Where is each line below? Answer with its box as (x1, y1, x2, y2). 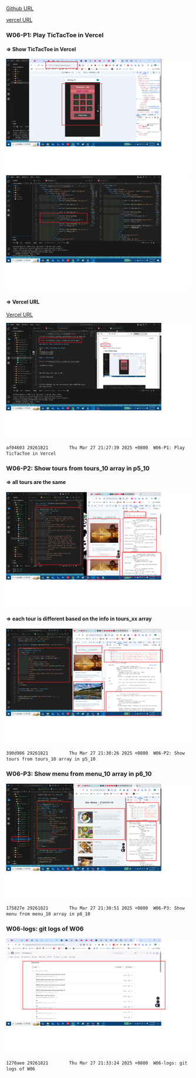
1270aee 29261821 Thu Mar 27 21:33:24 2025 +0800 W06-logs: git (6, 1060, 188, 1066)
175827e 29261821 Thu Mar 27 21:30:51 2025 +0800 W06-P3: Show (6, 905, 185, 911)
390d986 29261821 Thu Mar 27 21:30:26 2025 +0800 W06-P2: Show (6, 750, 185, 757)
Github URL (6, 5, 34, 12)
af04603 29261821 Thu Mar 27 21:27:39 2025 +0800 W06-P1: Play (6, 445, 185, 451)
